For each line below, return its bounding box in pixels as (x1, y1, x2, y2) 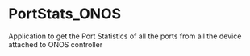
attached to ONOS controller (8, 39, 103, 49)
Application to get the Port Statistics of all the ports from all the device (8, 31, 242, 41)
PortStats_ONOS (8, 5, 122, 23)
